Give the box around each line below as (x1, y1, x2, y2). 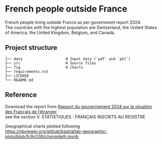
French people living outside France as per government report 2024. (5, 19, 142, 25)
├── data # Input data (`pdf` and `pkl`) (5, 57, 131, 61)
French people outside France (5, 3, 127, 14)
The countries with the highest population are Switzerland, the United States (5, 24, 157, 30)
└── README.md (5, 77, 34, 83)
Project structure (5, 43, 58, 52)
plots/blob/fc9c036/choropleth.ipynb (5, 133, 79, 139)
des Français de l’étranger (5, 109, 57, 115)
